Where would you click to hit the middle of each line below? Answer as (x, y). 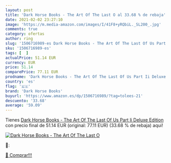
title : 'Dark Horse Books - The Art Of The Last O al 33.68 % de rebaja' (86, 15)
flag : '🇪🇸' (18, 86)
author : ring (19, 39)
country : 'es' (20, 81)
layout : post (19, 10)
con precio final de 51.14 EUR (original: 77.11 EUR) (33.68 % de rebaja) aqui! (84, 126)
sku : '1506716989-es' (28, 48)
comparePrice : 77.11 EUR (32, 72)
